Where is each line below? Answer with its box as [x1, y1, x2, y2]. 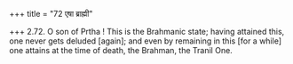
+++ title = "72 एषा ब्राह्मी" [9, 9, 93, 19]
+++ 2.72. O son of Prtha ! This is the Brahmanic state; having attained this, [9, 27, 285, 36]
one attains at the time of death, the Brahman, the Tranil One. [9, 45, 233, 55]
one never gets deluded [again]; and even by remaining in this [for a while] [9, 36, 282, 46]
